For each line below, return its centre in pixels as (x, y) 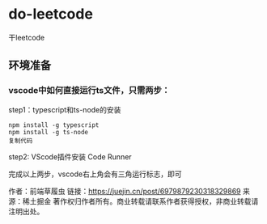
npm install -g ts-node (49, 132)
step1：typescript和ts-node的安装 (65, 109)
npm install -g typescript (54, 125)
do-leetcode (51, 14)
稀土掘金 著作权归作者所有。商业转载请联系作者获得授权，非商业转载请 (140, 201)
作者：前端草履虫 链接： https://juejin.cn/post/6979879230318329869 (125, 191)
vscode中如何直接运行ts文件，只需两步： (89, 91)
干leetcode (27, 37)
